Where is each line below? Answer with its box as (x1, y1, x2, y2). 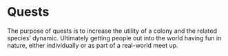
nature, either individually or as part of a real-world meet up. (7, 41, 178, 49)
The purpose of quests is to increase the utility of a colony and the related (7, 27, 217, 35)
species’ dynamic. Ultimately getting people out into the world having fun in (7, 33, 222, 42)
